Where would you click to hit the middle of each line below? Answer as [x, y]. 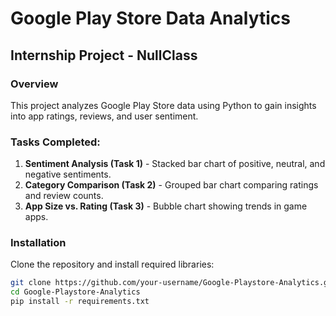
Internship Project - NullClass [104, 55]
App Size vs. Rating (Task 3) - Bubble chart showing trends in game [166, 206]
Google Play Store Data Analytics [151, 18]
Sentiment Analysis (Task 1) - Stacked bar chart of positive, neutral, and [175, 164]
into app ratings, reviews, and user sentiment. [104, 116]
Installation [38, 243]
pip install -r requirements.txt [80, 302]
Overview [34, 84]
